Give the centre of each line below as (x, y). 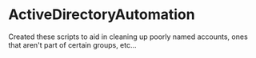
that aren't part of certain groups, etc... (73, 44)
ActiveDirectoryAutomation (102, 15)
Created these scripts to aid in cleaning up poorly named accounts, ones (128, 37)
